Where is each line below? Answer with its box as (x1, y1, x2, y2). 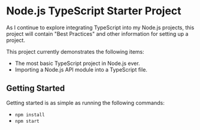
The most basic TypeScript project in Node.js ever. (14, 60, 140, 67)
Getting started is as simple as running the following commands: (6, 99, 165, 106)
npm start (14, 118, 40, 124)
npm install (14, 112, 45, 117)
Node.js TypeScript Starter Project (6, 4, 181, 18)
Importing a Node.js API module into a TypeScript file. (14, 66, 148, 73)
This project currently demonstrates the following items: (6, 48, 145, 55)
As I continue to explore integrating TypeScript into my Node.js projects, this (6, 24, 195, 31)
